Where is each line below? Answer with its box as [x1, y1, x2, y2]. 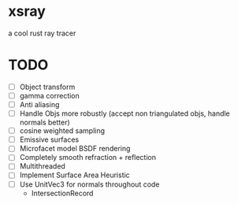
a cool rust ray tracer [8, 28, 76, 38]
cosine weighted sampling [19, 126, 105, 135]
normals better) [19, 117, 71, 128]
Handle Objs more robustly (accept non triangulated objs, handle [19, 109, 230, 118]
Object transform [19, 82, 76, 91]
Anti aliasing [19, 100, 60, 109]
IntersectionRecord [31, 188, 94, 198]
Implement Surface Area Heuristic [19, 170, 130, 180]
